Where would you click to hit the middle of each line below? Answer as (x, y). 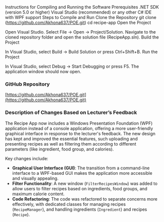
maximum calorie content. (38, 194)
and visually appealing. (35, 178)
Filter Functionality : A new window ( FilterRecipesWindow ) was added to (85, 183)
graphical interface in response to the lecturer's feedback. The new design (80, 133)
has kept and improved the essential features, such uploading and (72, 139)
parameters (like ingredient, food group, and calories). (59, 149)
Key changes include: (27, 158)
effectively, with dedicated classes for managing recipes (69, 204)
